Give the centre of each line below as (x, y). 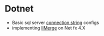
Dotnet (19, 9)
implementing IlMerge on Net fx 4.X (48, 27)
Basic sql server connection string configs (55, 22)
